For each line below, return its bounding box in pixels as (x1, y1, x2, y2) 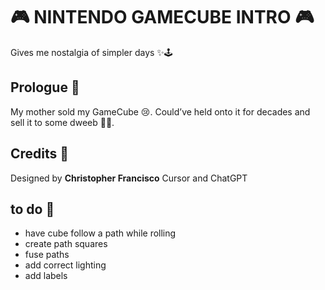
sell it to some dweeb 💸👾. (10, 116, 115, 128)
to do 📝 (10, 200, 55, 218)
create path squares (24, 238, 108, 250)
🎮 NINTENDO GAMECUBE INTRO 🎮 (10, 6, 315, 29)
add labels (24, 270, 68, 282)
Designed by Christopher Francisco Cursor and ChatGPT (10, 172, 248, 184)
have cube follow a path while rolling (24, 227, 177, 239)
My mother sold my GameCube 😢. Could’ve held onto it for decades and (10, 105, 311, 118)
